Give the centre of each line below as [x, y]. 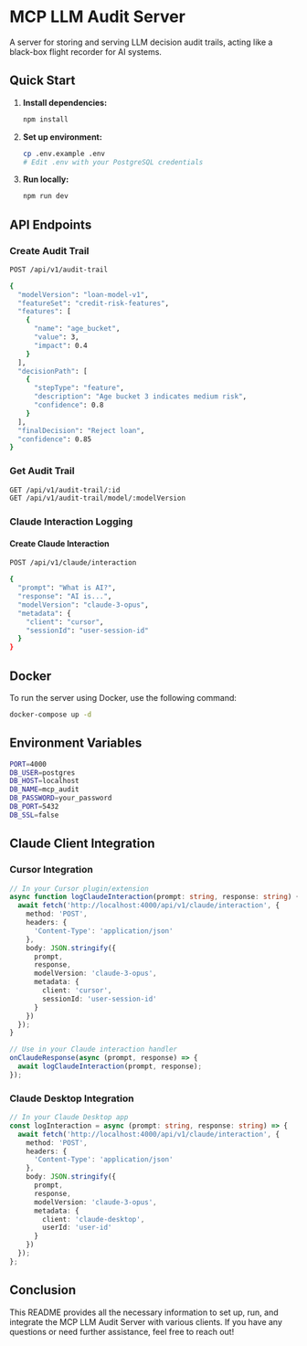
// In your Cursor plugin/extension [79, 888]
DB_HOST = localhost [44, 781]
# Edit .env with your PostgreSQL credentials [113, 162]
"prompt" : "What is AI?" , [67, 588]
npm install [45, 119]
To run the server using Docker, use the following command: [123, 698]
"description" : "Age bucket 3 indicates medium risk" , [140, 397]
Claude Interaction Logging [71, 522]
